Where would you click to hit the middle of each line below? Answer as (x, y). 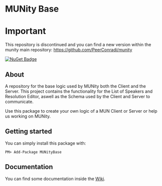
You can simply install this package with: (46, 143)
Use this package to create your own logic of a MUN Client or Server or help (81, 111)
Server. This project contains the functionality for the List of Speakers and (79, 91)
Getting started (29, 131)
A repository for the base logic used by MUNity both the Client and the (76, 86)
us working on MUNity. (28, 116)
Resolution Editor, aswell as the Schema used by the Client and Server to (78, 96)
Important (25, 31)
